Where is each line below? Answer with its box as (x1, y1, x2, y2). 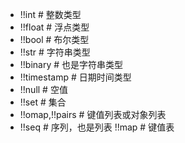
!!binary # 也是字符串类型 (19, 59, 124, 70)
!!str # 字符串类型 (19, 46, 91, 58)
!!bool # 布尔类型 (19, 34, 90, 45)
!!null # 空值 (19, 84, 68, 95)
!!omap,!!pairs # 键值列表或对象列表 (19, 109, 167, 120)
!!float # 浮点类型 (19, 21, 90, 33)
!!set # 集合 (19, 96, 67, 108)
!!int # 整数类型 (19, 9, 82, 20)
